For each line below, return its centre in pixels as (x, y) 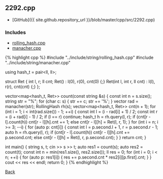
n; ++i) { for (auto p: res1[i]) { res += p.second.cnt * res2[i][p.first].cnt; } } (78, 157)
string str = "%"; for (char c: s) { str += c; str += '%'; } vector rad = (72, 101)
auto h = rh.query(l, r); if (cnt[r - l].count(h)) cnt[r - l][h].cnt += (67, 132)
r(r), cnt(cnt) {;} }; (23, 87)
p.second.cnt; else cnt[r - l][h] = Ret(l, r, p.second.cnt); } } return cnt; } (76, 138)
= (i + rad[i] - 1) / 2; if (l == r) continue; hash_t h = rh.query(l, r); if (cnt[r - (78, 117)
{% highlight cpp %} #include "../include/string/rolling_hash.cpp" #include (79, 57)
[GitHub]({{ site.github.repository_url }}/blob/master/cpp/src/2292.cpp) (83, 19)
